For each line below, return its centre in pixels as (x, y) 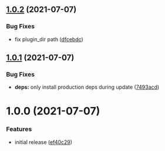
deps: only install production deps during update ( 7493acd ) (87, 87)
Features (19, 129)
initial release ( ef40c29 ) (43, 142)
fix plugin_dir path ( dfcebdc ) (49, 39)
